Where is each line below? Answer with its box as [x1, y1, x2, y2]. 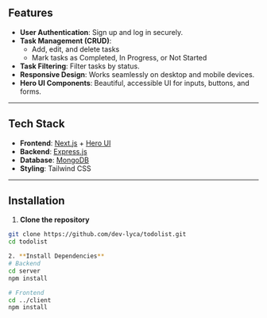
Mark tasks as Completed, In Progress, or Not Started [31, 52, 207, 62]
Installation [8, 194, 65, 207]
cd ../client [8, 296, 52, 304]
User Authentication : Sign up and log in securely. [19, 27, 184, 37]
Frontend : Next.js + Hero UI [19, 138, 111, 148]
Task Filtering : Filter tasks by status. [19, 61, 141, 71]
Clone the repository [19, 215, 90, 225]
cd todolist [8, 238, 48, 246]
